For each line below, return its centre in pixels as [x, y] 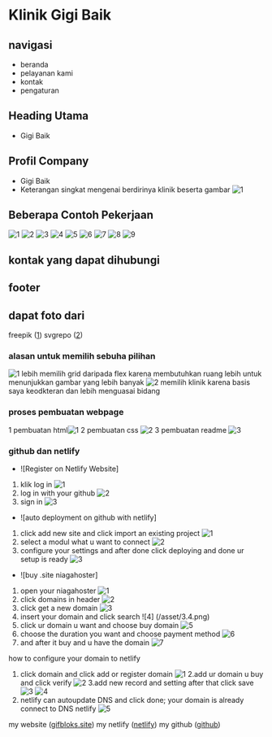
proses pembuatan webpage [66, 412]
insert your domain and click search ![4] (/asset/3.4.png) [115, 617]
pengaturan [39, 90]
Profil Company [49, 161]
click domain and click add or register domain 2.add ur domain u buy [142, 674]
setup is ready [44, 559]
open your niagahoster [58, 591]
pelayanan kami [46, 73]
